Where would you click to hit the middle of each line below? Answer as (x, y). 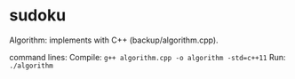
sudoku (38, 16)
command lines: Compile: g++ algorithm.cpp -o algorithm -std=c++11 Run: (147, 57)
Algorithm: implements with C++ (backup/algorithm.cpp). (114, 40)
